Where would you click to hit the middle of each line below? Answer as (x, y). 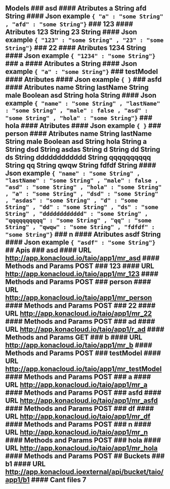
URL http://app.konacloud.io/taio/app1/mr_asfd (81, 401)
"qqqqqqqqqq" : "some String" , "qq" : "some (78, 221)
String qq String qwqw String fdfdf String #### (81, 165)
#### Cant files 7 (59, 480)
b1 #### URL (26, 464)
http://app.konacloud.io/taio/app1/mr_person (79, 298)
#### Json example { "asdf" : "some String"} (80, 242)
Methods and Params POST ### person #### (78, 282)
